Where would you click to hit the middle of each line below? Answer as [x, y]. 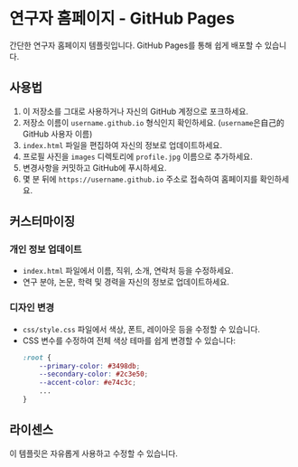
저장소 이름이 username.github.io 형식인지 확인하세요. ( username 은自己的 [153, 122]
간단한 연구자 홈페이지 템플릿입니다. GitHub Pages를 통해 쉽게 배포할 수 [136, 45]
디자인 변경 [32, 308]
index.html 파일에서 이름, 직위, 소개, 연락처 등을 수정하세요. [128, 271]
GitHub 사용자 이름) [57, 134]
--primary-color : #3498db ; [90, 366]
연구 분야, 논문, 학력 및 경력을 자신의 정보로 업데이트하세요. [126, 282]
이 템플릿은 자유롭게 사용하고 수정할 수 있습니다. [94, 453]
